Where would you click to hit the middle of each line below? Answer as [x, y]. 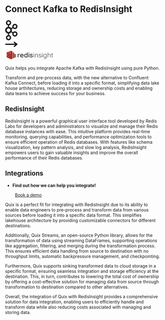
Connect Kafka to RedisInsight [69, 9]
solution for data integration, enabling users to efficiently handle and [74, 302]
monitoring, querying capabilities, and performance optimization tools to [78, 137]
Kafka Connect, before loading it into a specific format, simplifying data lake [82, 83]
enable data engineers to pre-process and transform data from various [77, 210]
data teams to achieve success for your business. [55, 93]
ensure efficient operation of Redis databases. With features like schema [79, 142]
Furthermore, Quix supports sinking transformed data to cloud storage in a [81, 266]
